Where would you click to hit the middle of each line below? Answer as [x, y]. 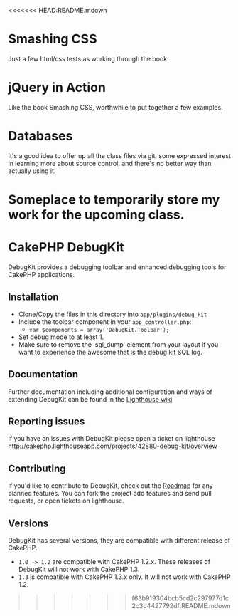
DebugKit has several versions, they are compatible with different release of [119, 540]
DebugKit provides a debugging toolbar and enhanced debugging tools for [117, 267]
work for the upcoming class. [96, 215]
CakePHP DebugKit [66, 247]
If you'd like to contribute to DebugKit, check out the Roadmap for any [110, 486]
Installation [33, 297]
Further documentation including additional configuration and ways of [110, 392]
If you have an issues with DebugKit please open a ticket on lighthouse [112, 439]
